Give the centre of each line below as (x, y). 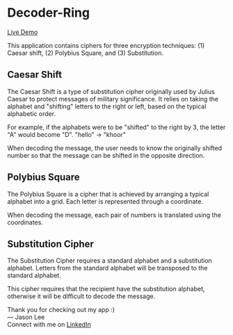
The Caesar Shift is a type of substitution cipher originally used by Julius (111, 91)
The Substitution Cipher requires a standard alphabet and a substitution (110, 261)
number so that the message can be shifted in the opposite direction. (106, 155)
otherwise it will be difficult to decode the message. (81, 296)
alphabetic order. (32, 113)
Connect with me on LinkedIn (49, 325)
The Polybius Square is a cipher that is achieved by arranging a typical (108, 194)
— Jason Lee (26, 317)
